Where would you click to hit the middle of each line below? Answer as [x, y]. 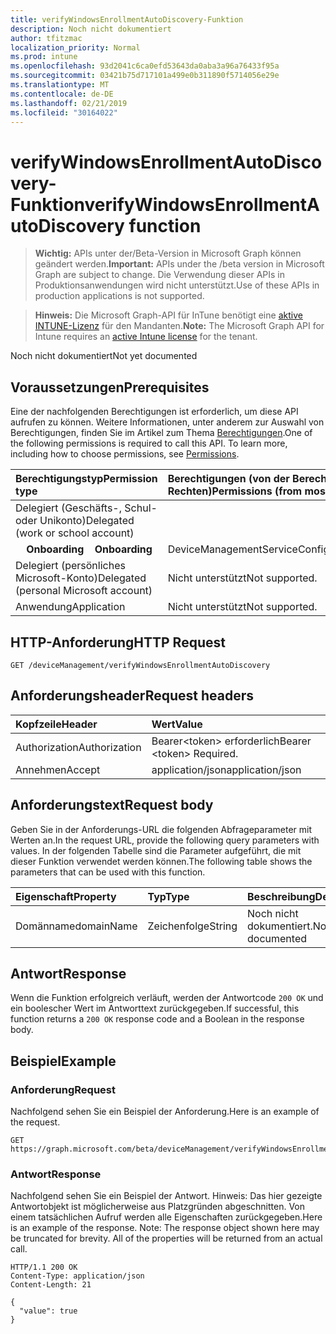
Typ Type [168, 896]
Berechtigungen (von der [228, 479]
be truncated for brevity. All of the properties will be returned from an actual [166, 1238]
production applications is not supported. [119, 296]
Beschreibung [281, 896]
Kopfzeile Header [56, 724]
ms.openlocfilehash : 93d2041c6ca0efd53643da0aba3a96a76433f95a [145, 66]
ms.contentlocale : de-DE [62, 94]
